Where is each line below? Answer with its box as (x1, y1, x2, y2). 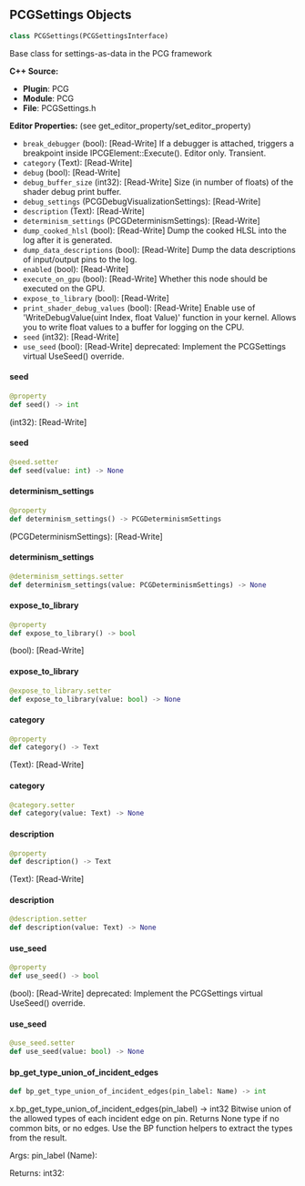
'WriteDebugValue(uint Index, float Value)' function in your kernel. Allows (22, 311, 297, 322)
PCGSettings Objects (9, 7, 132, 23)
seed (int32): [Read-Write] (22, 331, 120, 342)
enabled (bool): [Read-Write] (22, 263, 129, 274)
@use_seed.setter (9, 1039, 76, 1048)
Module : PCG (22, 93, 75, 104)
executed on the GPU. (22, 282, 106, 294)
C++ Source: (9, 66, 59, 76)
